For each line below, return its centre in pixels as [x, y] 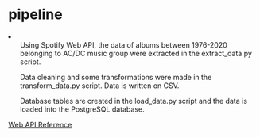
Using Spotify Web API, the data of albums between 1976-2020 [124, 44]
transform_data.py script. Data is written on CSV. [99, 86]
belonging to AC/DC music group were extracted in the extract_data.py [136, 53]
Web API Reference [40, 124]
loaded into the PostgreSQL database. [82, 109]
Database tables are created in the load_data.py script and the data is [134, 101]
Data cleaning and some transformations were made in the [116, 77]
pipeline [35, 15]
